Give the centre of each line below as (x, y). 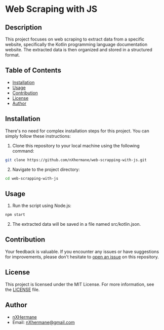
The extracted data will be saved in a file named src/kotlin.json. (77, 224)
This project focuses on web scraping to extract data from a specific (75, 39)
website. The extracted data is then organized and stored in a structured (79, 50)
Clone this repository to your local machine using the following (76, 145)
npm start (15, 215)
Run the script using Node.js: (42, 206)
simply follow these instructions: (38, 136)
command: (23, 151)
